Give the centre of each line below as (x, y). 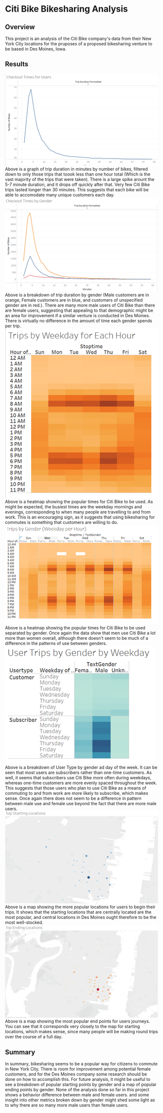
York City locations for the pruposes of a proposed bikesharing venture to (79, 44)
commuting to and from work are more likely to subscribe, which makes (77, 793)
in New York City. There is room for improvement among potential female (78, 1069)
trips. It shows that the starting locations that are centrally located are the (78, 912)
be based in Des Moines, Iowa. (36, 49)
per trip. (13, 326)
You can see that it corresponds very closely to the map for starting (73, 1026)
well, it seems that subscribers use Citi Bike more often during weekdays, (78, 777)
